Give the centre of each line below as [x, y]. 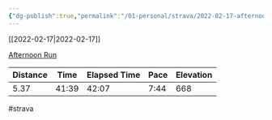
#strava [21, 108]
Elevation [194, 75]
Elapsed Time [113, 75]
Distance [30, 75]
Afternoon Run [33, 54]
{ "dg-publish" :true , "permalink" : [65, 16]
